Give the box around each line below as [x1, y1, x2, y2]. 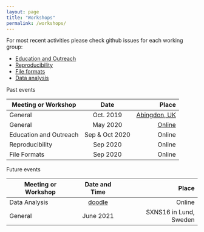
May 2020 [92, 121, 123, 129]
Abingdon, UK [136, 111, 176, 119]
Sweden [171, 216, 195, 224]
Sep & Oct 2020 [84, 131, 131, 139]
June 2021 [81, 212, 114, 220]
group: [6, 43, 23, 50]
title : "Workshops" [6, 15, 56, 21]
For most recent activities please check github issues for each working [6, 37, 183, 44]
